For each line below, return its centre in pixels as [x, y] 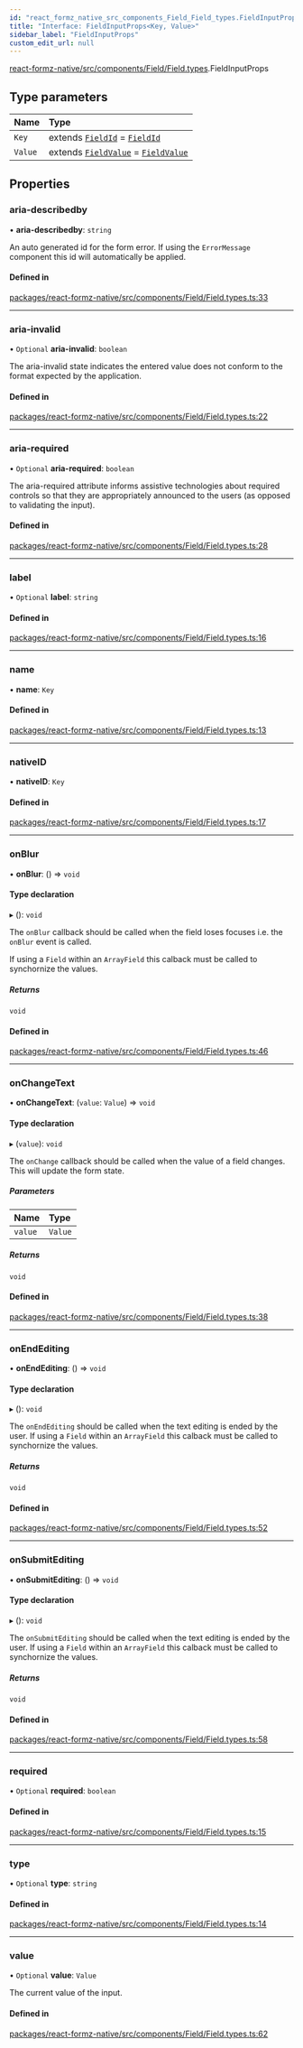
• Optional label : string [54, 598]
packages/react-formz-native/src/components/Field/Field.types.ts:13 [138, 730]
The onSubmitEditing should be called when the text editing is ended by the [150, 1637]
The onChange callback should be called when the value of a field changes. [147, 1161]
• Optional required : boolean [63, 1791]
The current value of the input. [66, 1993]
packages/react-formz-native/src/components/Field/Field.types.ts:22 [139, 417]
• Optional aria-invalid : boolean [69, 349]
